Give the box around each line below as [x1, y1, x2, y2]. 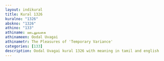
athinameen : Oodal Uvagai [5, 35, 58, 40]
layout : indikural [5, 7, 43, 12]
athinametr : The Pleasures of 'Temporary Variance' [5, 39, 113, 44]
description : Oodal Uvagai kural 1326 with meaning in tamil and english [5, 48, 160, 53]
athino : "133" [5, 26, 34, 30]
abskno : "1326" [5, 21, 36, 26]
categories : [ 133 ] [5, 44, 43, 49]
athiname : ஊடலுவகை [5, 30, 46, 35]
